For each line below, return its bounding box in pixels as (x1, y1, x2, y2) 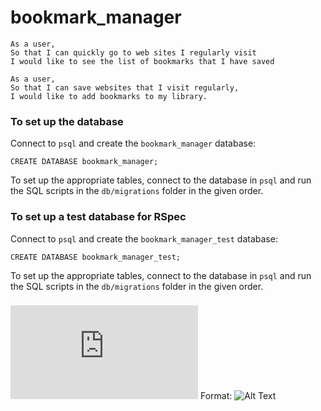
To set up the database (10, 114, 124, 128)
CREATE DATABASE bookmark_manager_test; (10, 252, 182, 262)
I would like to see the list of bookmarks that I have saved (10, 56, 275, 66)
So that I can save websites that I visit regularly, (10, 82, 240, 93)
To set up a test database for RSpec (10, 210, 187, 224)
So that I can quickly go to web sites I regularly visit (10, 47, 257, 58)
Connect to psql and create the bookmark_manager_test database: (10, 232, 278, 245)
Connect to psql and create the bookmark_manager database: (10, 137, 257, 150)
